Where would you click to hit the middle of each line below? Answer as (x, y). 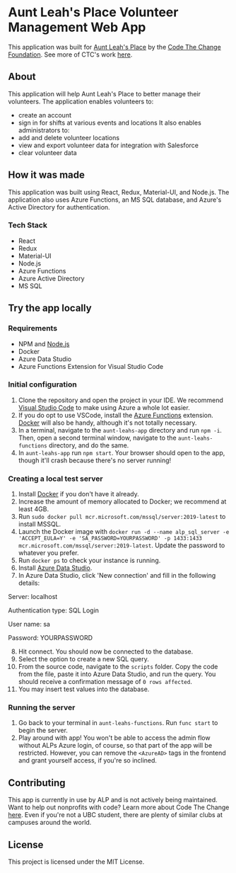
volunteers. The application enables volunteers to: (81, 101)
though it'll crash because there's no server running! (95, 460)
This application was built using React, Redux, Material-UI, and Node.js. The (119, 192)
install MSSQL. (40, 524)
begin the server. (43, 731)
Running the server (42, 707)
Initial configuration (42, 384)
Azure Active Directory (51, 278)
